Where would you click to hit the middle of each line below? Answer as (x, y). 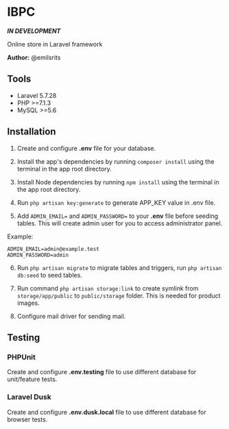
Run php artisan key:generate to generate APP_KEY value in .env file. (116, 202)
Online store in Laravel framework (55, 44)
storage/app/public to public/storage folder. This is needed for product (119, 295)
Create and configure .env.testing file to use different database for (102, 372)
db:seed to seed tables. (49, 275)
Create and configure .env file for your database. (86, 148)
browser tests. (27, 419)
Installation (32, 132)
